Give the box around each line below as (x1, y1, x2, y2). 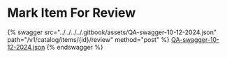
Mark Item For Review (7, 5, 136, 21)
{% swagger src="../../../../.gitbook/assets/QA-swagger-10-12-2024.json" (7, 28, 217, 36)
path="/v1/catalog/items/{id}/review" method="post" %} (7, 35, 170, 43)
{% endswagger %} (46, 43, 103, 51)
